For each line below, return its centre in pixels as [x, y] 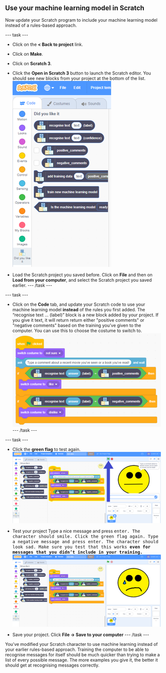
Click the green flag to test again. [46, 449]
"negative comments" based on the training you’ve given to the [77, 325]
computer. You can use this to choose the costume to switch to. [77, 331]
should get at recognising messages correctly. [52, 665]
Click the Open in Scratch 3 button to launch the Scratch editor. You [82, 73]
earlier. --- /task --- [32, 285]
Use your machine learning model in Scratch [75, 8]
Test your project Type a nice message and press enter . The [76, 531]
